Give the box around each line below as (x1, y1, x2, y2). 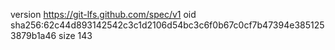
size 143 (58, 30, 93, 41)
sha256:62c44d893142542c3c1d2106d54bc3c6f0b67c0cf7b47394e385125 (10, 19, 325, 31)
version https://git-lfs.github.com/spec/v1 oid (10, 9, 197, 20)
